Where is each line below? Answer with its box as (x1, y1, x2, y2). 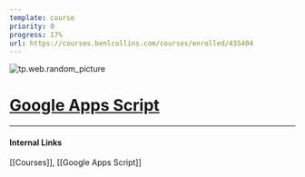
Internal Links (9, 137, 63, 148)
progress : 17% (9, 30, 64, 39)
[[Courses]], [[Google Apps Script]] (9, 157, 143, 168)
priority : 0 (9, 22, 54, 31)
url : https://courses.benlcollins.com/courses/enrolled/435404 (9, 38, 254, 48)
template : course (9, 13, 75, 23)
